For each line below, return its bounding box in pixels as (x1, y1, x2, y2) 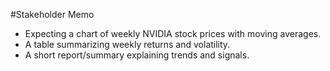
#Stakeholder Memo (10, 9, 95, 20)
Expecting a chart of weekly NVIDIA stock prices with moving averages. (24, 28, 322, 39)
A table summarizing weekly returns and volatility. (24, 39, 231, 50)
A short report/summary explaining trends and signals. (24, 49, 250, 61)
